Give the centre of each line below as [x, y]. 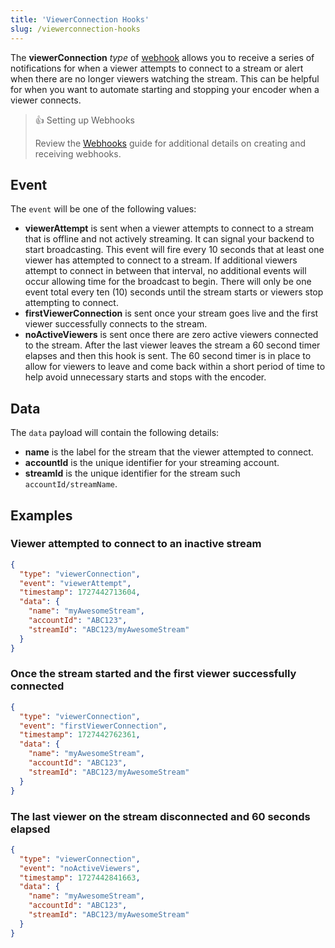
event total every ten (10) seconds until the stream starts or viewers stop [174, 292]
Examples [41, 515]
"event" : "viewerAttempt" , [75, 583]
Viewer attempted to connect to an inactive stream [136, 544]
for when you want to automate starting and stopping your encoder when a [165, 89]
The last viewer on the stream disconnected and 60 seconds [160, 816]
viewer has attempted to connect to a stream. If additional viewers [161, 260]
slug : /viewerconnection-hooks [75, 29]
